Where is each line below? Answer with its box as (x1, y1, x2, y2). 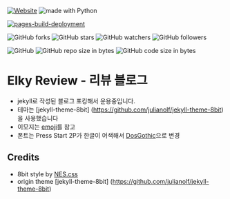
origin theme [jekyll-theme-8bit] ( (17, 177, 113, 185)
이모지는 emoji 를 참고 (17, 123, 76, 131)
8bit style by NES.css (17, 169, 78, 178)
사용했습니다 (24, 114, 59, 122)
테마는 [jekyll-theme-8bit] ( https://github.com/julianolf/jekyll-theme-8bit (17, 105, 222, 114)
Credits (7, 151, 40, 163)
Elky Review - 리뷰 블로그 (7, 73, 148, 89)
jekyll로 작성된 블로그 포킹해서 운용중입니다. (17, 96, 136, 105)
